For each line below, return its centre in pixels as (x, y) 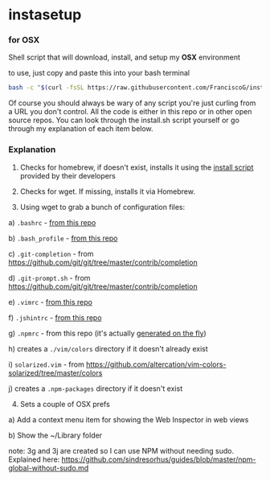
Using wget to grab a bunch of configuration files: (102, 207)
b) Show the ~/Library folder (55, 435)
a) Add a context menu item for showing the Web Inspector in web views (129, 419)
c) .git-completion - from (51, 253)
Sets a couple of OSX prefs (65, 404)
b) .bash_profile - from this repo (63, 238)
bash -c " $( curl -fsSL (46, 88)
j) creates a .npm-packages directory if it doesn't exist (96, 388)
